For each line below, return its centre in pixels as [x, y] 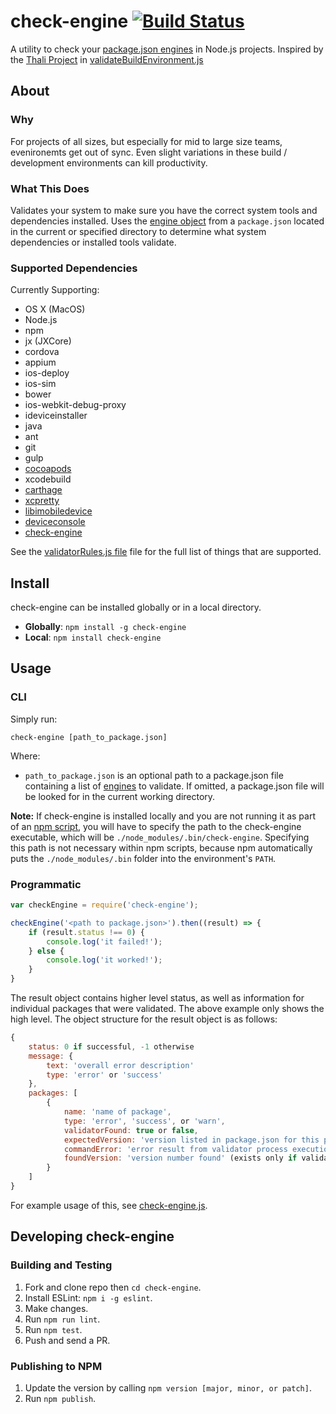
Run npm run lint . [62, 1319]
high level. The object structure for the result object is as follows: [144, 1019]
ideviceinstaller [56, 416]
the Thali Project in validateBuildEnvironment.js [107, 59]
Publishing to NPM [56, 1366]
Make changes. [56, 1308]
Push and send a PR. [67, 1340]
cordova [42, 352]
